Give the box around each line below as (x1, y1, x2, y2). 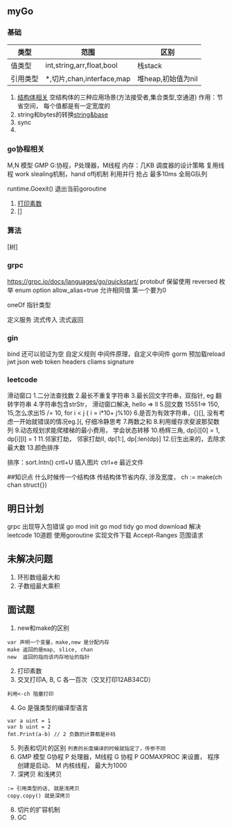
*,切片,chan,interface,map (45, 74, 131, 83)
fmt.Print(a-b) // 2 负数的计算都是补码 (7, 731, 116, 738)
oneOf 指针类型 (7, 300, 51, 309)
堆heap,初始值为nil (137, 74, 198, 83)
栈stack (137, 60, 163, 70)
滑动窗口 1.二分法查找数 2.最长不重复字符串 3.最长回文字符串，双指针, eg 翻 (7, 391, 222, 400)
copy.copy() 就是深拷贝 (7, 792, 71, 799)
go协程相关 (7, 144, 45, 153)
